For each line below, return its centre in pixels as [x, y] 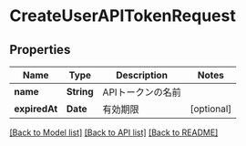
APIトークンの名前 [142, 92]
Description [142, 75]
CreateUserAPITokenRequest [123, 16]
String [80, 92]
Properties [40, 50]
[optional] [211, 109]
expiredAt [36, 109]
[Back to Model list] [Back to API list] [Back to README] [114, 132]
